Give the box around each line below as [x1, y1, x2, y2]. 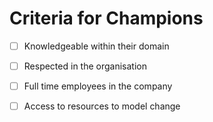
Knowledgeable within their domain [23, 40, 170, 52]
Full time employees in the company [23, 80, 173, 92]
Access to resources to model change [23, 100, 181, 112]
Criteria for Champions [9, 7, 204, 30]
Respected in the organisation [23, 60, 147, 72]
